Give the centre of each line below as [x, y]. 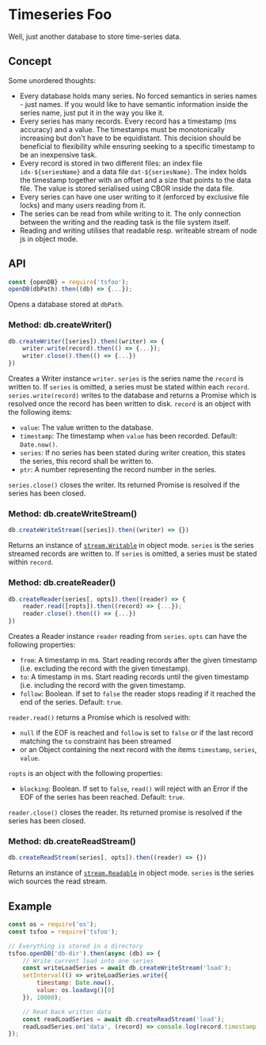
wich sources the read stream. [58, 881]
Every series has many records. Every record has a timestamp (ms [128, 121]
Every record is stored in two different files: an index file [111, 163]
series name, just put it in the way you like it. [92, 112]
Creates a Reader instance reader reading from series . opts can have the [128, 636]
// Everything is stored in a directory [76, 946]
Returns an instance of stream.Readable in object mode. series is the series [131, 873]
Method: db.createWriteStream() [72, 514]
